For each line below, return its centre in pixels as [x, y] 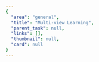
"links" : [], [27, 34]
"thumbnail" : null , [35, 39]
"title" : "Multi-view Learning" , [52, 22]
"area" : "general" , [35, 17]
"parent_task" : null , [38, 28]
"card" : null [27, 45]
